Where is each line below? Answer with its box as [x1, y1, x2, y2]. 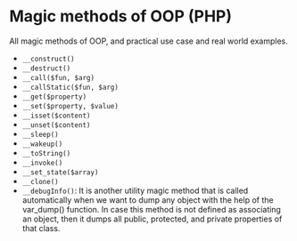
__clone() [21, 177, 60, 186]
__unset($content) [21, 120, 91, 130]
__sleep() [21, 130, 60, 139]
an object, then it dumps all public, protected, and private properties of [21, 213, 283, 224]
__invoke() [21, 158, 63, 167]
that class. [21, 222, 61, 233]
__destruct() [21, 64, 71, 73]
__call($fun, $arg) [21, 73, 95, 82]
